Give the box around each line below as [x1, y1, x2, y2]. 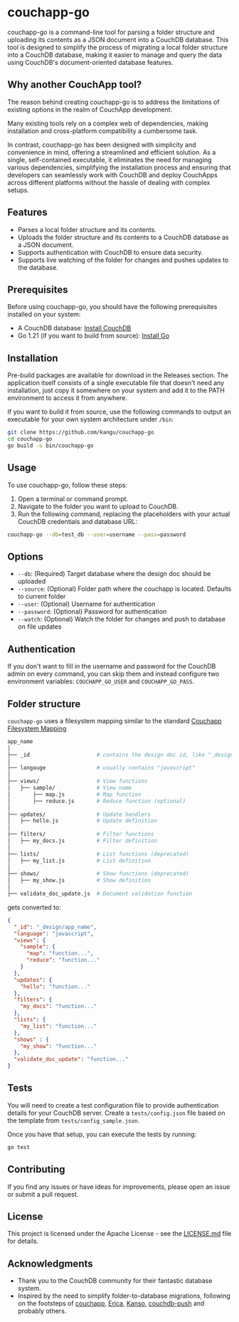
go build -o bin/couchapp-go [7, 442, 94, 449]
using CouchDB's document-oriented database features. [7, 58, 174, 66]
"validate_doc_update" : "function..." [14, 1056, 129, 1063]
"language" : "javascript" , [14, 930, 94, 937]
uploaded [17, 577, 46, 586]
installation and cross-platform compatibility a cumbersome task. [7, 126, 198, 135]
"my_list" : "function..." [20, 1022, 97, 1029]
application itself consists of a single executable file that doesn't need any [7, 379, 225, 387]
